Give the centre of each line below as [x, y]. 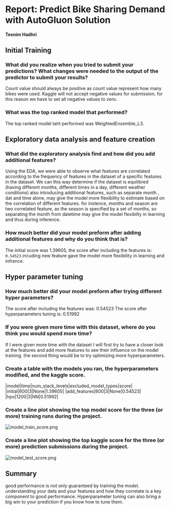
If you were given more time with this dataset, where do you [80, 327]
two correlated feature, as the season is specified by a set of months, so [81, 209]
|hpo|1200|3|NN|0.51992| [32, 397]
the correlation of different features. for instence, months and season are [82, 203]
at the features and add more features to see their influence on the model [82, 350]
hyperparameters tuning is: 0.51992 [42, 314]
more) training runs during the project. [54, 416]
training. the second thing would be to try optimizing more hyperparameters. [85, 355]
